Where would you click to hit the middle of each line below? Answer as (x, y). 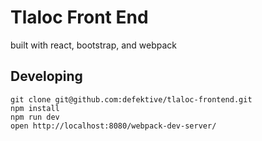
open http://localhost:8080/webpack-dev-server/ (113, 126)
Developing (46, 76)
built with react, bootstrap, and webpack (94, 45)
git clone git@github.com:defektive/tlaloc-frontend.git (131, 99)
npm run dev (35, 117)
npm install (35, 108)
